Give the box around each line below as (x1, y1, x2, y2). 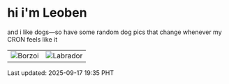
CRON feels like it (7, 35, 58, 43)
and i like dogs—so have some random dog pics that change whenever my (7, 28, 222, 36)
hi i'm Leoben (7, 5, 87, 21)
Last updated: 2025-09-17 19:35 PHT (7, 68, 114, 77)
